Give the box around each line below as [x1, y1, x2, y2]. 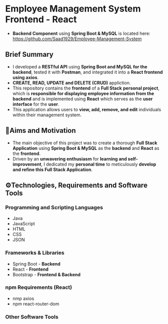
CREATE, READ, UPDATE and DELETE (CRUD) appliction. [12, 79, 131, 86]
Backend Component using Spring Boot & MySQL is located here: [12, 30, 151, 36]
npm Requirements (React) [5, 284, 72, 291]
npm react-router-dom [12, 300, 59, 307]
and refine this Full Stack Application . [12, 167, 93, 173]
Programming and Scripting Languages [5, 204, 103, 211]
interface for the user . [12, 101, 59, 107]
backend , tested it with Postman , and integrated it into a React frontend [12, 69, 163, 75]
